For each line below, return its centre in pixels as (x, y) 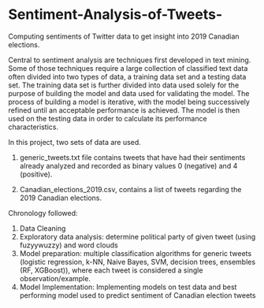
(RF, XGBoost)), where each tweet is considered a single (111, 270)
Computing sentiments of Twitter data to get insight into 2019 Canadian (124, 36)
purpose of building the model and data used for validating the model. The (129, 93)
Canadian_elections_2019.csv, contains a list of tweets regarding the (130, 189)
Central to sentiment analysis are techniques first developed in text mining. (130, 60)
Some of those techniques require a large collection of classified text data (128, 68)
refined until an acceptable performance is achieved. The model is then (124, 110)
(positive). (36, 174)
